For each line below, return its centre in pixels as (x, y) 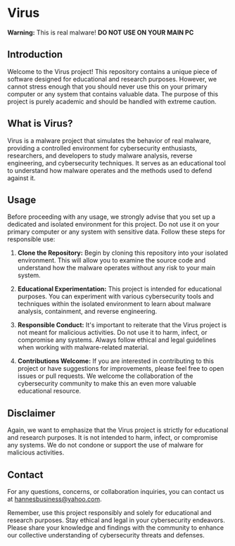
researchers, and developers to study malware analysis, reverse (100, 155)
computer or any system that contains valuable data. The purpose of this (113, 94)
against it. (21, 178)
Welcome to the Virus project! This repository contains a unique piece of (112, 71)
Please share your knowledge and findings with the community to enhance (116, 528)
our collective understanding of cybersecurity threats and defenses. (106, 535)
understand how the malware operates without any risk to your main (116, 268)
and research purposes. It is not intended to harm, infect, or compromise (113, 438)
